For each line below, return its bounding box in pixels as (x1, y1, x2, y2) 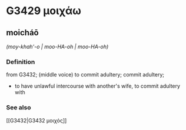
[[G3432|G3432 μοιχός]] (6, 116, 67, 124)
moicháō (6, 28, 39, 38)
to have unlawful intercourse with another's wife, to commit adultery (14, 82, 181, 89)
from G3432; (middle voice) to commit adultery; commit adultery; (6, 71, 165, 78)
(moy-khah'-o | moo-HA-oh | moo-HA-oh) (6, 43, 109, 50)
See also (6, 104, 31, 112)
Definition (6, 58, 35, 66)
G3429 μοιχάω (6, 4, 81, 18)
